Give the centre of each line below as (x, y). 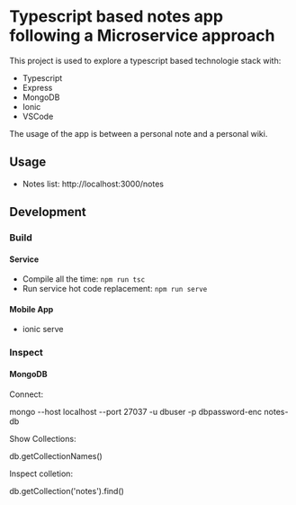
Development (48, 212)
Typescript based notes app (116, 17)
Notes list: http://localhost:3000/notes (93, 184)
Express (37, 87)
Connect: (26, 394)
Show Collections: (43, 438)
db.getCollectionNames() (56, 455)
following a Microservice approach (142, 36)
